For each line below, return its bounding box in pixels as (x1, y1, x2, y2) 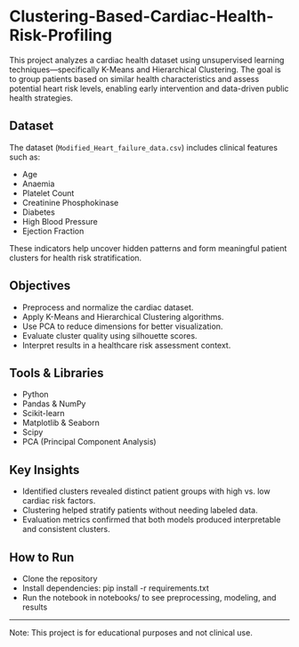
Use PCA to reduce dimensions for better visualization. (21, 321, 223, 332)
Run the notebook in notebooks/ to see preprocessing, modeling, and (21, 593, 277, 602)
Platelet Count (21, 187, 75, 198)
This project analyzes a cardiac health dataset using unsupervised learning (9, 54, 285, 65)
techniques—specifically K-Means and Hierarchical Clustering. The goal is (9, 64, 282, 75)
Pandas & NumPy (21, 398, 86, 409)
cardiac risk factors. (21, 495, 96, 506)
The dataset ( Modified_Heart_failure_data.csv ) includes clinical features (9, 142, 279, 152)
